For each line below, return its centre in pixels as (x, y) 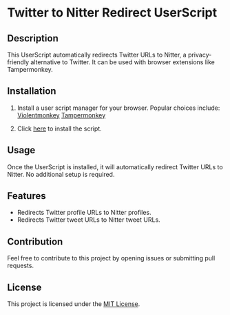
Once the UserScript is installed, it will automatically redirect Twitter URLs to (115, 166)
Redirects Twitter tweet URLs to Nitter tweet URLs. (88, 220)
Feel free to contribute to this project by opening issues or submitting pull (111, 258)
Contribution (35, 241)
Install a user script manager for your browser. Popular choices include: (118, 108)
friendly (18, 62)
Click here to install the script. (59, 128)
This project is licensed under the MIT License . (74, 304)
